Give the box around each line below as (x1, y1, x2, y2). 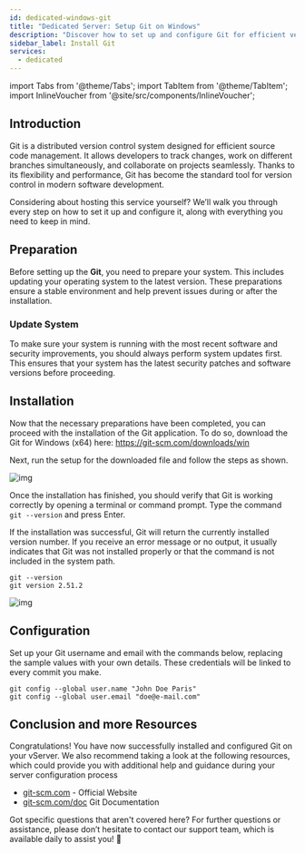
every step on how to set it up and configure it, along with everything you (9, 206, 283, 217)
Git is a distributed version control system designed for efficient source (9, 140, 275, 151)
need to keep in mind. (9, 215, 91, 227)
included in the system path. (9, 555, 116, 566)
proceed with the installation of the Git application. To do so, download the (9, 427, 289, 438)
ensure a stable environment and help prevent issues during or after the (9, 285, 278, 296)
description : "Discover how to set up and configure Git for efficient (9, 30, 286, 39)
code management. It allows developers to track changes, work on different (9, 150, 293, 161)
